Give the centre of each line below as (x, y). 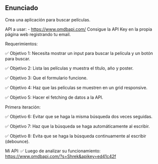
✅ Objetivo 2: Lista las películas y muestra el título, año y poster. (69, 68)
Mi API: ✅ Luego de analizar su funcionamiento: (53, 151)
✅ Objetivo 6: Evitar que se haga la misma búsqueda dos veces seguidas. (79, 116)
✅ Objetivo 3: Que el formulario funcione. (46, 78)
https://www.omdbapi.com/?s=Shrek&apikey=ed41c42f (61, 156)
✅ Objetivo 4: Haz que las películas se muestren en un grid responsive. (76, 88)
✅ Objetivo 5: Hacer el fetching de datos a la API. (54, 97)
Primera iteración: (23, 107)
